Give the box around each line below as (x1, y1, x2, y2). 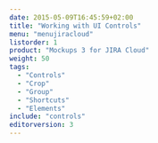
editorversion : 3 (9, 121, 74, 130)
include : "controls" (9, 112, 87, 121)
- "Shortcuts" (17, 95, 70, 105)
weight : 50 (9, 54, 50, 63)
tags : (9, 63, 29, 72)
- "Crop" (17, 79, 50, 88)
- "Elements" (17, 104, 66, 113)
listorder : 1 (9, 37, 58, 47)
